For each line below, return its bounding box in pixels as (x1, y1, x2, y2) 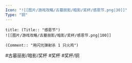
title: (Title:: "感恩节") (5, 27, 60, 32)
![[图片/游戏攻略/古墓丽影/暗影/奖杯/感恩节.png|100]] (5, 33, 112, 38)
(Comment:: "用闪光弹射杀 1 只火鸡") (5, 43, 79, 48)
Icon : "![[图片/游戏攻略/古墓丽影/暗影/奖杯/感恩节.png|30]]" (5, 7, 128, 13)
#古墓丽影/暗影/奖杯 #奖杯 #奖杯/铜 (5, 52, 80, 58)
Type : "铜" (5, 12, 28, 17)
